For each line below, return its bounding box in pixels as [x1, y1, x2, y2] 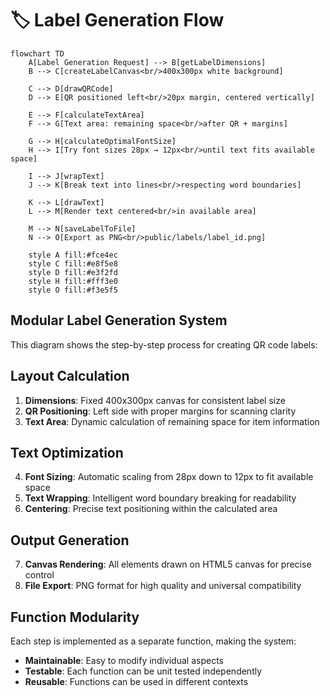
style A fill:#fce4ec [28, 250, 118, 260]
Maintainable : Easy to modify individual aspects [24, 655, 224, 666]
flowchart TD [10, 48, 65, 59]
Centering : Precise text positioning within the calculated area [24, 503, 278, 515]
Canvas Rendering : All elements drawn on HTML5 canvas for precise [24, 558, 312, 571]
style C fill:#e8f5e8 [28, 258, 118, 269]
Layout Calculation [10, 368, 130, 385]
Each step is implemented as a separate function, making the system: [10, 635, 297, 647]
